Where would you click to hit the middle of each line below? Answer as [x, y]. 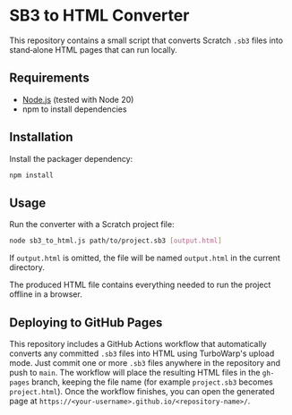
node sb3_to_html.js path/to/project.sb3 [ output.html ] [116, 241]
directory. [27, 267]
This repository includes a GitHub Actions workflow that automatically [138, 343]
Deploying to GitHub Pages [86, 322]
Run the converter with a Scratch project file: [92, 224]
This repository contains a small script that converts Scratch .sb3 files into [146, 40]
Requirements [49, 78]
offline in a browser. [46, 294]
